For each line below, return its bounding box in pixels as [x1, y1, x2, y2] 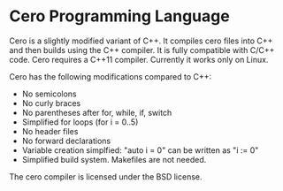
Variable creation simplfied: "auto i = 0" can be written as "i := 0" [21, 144, 259, 156]
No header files [21, 126, 79, 136]
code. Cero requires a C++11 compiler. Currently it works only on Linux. [9, 54, 269, 65]
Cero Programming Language [9, 6, 230, 27]
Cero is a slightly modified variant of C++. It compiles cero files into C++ [9, 35, 273, 46]
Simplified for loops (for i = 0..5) [21, 117, 139, 127]
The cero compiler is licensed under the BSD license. [9, 171, 203, 182]
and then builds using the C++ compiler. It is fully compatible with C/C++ [9, 44, 275, 55]
